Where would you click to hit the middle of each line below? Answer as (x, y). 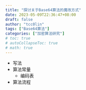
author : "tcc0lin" (25, 24)
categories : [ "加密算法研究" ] (35, 34)
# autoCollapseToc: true (32, 43)
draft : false (19, 19)
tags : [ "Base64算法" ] (27, 29)
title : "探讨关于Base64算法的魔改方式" (43, 10)
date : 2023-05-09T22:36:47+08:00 (41, 15)
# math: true (19, 48)
